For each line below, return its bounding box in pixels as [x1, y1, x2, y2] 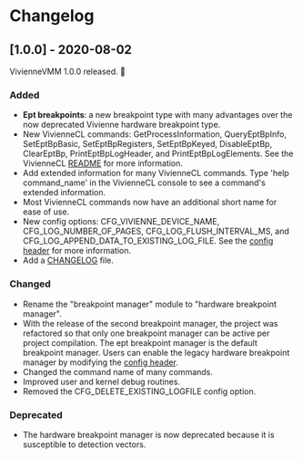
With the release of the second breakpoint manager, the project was [22, 318, 278, 329]
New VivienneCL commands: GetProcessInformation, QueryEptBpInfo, [22, 129, 287, 140]
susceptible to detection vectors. [22, 439, 146, 450]
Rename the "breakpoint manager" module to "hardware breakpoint [22, 298, 278, 309]
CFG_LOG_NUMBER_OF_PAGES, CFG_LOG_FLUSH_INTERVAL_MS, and [22, 225, 289, 237]
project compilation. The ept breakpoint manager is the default [22, 337, 258, 348]
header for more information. [22, 245, 132, 256]
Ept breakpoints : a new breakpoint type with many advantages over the [22, 110, 293, 120]
